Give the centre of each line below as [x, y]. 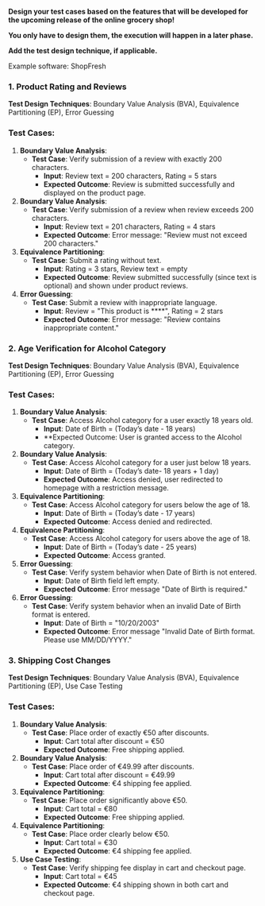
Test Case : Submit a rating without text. [96, 260]
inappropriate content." [81, 327]
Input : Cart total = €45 [80, 876]
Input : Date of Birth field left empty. [102, 581]
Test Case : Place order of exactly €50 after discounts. [120, 732]
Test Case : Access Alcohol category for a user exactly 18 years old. [142, 420]
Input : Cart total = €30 [80, 842]
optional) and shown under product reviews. [116, 285]
